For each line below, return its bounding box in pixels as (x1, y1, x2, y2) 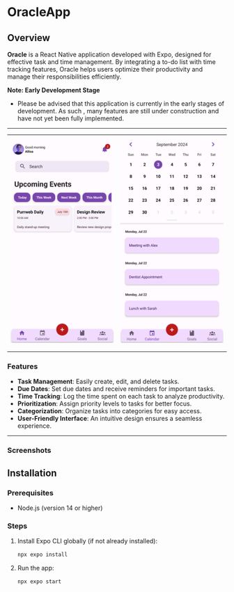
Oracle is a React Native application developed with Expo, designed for (7, 50, 212, 58)
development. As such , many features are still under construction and (17, 107, 219, 115)
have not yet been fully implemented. (17, 114, 124, 122)
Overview (7, 32, 51, 44)
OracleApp (7, 4, 71, 20)
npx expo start (17, 578, 62, 585)
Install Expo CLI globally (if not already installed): (17, 537, 158, 545)
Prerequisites (7, 488, 54, 497)
